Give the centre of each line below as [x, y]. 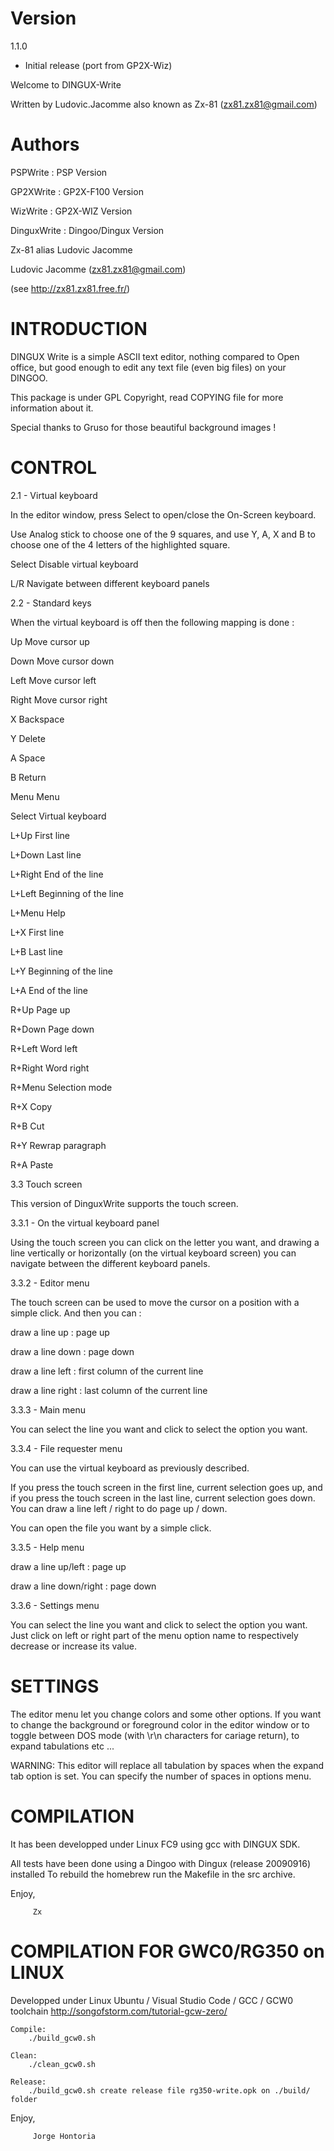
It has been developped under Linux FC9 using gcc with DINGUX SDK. [155, 1844]
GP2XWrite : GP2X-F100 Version [77, 191]
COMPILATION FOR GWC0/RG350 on [167, 1951]
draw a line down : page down [72, 1351]
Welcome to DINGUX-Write [66, 84]
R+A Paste [32, 1164]
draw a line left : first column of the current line [107, 1371]
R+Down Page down [52, 1029]
